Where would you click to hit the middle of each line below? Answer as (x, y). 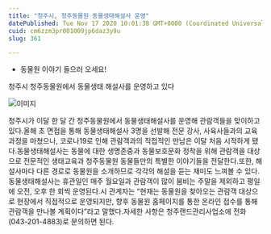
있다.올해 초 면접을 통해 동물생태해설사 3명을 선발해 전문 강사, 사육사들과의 (126, 131)
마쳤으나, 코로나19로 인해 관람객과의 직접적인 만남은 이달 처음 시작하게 (140, 141)
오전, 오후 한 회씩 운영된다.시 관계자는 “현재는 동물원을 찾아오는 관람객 (127, 191)
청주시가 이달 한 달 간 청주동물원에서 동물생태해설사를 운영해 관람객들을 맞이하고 (134, 121)
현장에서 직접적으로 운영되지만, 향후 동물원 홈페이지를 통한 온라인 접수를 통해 (137, 202)
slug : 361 (25, 38)
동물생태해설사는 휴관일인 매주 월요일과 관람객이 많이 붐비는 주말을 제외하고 (127, 182)
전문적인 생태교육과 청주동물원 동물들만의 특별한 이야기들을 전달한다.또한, (138, 161)
